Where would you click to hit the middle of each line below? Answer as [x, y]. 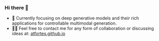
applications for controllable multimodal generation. [64, 23]
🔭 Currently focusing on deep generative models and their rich [75, 18]
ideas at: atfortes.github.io [38, 34]
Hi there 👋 [17, 8]
